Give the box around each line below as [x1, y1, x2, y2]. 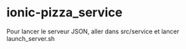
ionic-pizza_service [6, 5, 122, 20]
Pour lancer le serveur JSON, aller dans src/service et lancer [6, 27, 180, 35]
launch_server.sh [6, 34, 55, 42]
